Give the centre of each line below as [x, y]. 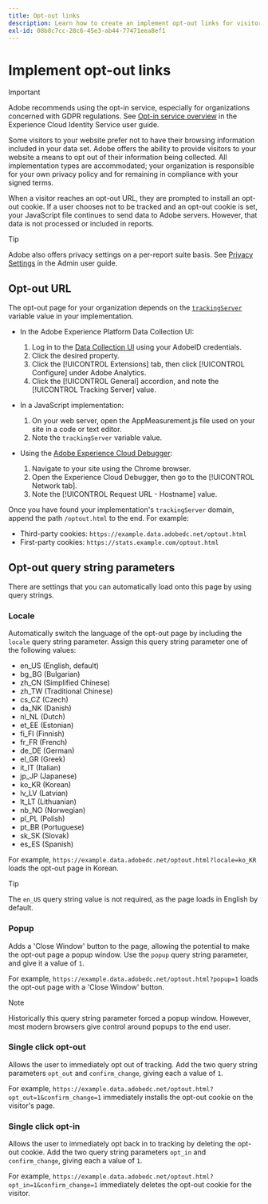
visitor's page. [32, 1106]
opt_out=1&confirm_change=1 [55, 1098]
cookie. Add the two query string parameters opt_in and [114, 1152]
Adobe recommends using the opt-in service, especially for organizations [129, 108]
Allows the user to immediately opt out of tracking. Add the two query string [133, 1064]
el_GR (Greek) [43, 759]
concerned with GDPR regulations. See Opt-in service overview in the [123, 116]
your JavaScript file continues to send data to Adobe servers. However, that [133, 215]
